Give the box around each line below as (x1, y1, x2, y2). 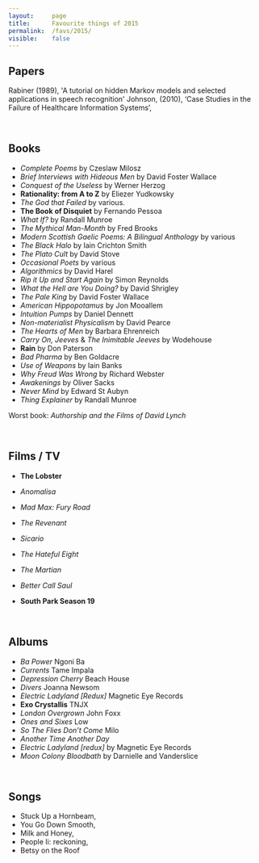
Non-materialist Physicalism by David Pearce (19, 317, 171, 327)
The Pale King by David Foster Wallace (19, 291, 149, 301)
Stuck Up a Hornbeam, (19, 811, 97, 821)
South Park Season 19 (19, 596, 95, 605)
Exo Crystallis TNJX (19, 699, 89, 709)
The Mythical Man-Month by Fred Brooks (19, 223, 158, 233)
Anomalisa (19, 486, 56, 496)
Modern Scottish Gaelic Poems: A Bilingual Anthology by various (19, 232, 236, 241)
